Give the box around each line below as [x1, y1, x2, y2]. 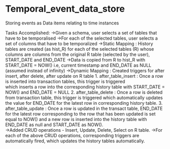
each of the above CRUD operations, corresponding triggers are [5, 132, 140, 138]
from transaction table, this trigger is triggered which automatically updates [5, 95, 163, 101]
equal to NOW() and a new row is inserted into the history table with [5, 116, 147, 122]
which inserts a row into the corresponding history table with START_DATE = [5, 83, 165, 90]
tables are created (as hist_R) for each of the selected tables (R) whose [5, 46, 154, 52]
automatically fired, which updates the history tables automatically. [5, 138, 145, 144]
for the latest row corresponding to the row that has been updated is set [5, 110, 156, 117]
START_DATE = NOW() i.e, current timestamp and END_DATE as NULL [5, 62, 152, 68]
